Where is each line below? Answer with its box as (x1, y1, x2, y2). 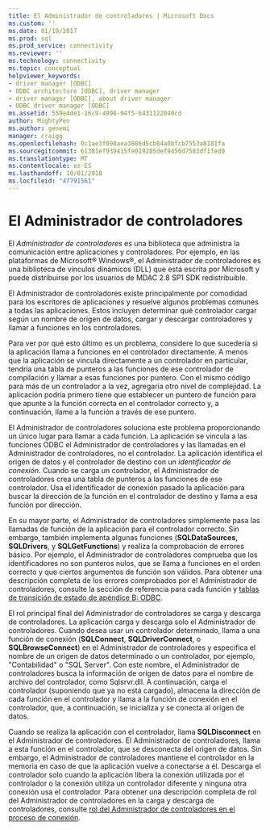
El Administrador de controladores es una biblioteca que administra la (8, 238, 240, 248)
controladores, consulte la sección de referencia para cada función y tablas (8, 584, 260, 593)
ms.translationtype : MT (8, 154, 89, 162)
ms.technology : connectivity (8, 57, 106, 65)
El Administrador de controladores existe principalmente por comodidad (8, 288, 247, 298)
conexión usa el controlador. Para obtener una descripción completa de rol (8, 786, 257, 796)
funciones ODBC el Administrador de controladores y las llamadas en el (8, 439, 246, 449)
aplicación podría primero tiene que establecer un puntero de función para (8, 389, 256, 400)
